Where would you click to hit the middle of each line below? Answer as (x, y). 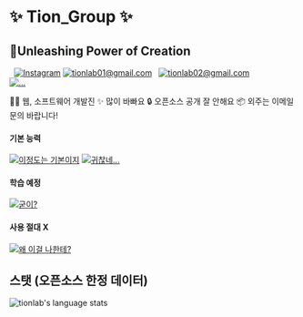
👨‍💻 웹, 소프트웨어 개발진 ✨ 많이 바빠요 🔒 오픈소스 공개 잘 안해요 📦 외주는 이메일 (151, 101)
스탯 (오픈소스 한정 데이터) (79, 281)
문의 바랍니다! (34, 115)
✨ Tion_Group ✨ (71, 17)
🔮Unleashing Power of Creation (100, 51)
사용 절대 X (29, 227)
